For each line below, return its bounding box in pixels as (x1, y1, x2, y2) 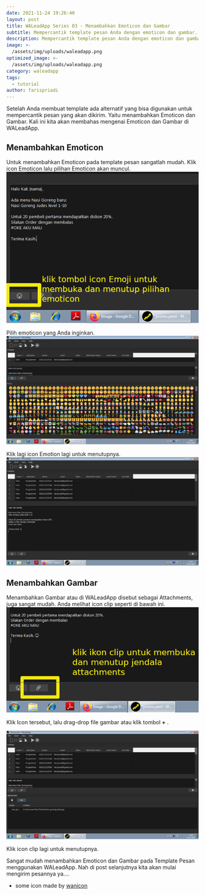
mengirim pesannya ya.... (6, 870, 70, 877)
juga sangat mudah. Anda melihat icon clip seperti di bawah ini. (6, 601, 165, 608)
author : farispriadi (6, 88, 59, 94)
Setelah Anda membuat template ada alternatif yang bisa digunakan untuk (6, 105, 193, 113)
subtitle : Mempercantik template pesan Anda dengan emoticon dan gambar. (6, 29, 198, 36)
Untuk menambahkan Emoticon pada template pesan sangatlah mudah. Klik (6, 158, 196, 165)
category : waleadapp (6, 68, 59, 74)
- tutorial (12, 81, 40, 87)
